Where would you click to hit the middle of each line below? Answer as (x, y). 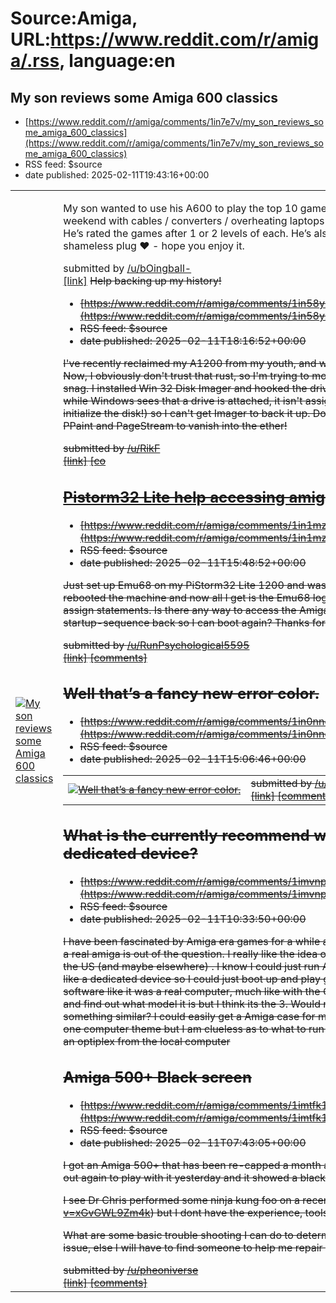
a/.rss (35, 61)
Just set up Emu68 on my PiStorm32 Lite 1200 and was (195, 585)
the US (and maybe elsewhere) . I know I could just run (191, 966)
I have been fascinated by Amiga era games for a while (192, 941)
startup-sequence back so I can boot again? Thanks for (194, 622)
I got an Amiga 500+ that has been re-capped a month (192, 1165)
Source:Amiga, (74, 18)
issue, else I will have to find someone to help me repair (193, 1247)
